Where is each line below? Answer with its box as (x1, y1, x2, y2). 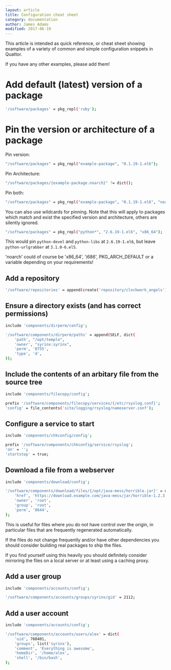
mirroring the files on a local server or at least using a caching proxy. (5, 557, 150, 564)
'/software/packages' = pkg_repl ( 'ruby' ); (5, 106, 97, 112)
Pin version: (5, 151, 31, 157)
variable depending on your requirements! (5, 259, 94, 265)
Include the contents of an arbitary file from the (5, 370, 159, 379)
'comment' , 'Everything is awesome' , (14, 646, 95, 651)
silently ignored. (5, 220, 39, 226)
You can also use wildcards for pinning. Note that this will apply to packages (5, 208, 165, 215)
